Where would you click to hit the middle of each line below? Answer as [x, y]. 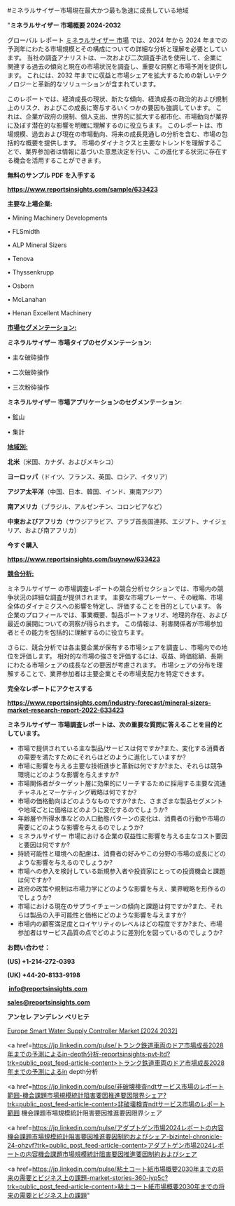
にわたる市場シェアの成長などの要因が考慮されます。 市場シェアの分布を [112, 665]
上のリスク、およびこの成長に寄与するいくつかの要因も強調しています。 [111, 108]
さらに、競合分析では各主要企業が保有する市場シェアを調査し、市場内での [114, 647]
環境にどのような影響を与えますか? [68, 775]
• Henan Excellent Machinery [50, 313]
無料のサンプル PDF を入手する [51, 175]
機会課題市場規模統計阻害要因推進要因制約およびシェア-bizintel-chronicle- [115, 1137]
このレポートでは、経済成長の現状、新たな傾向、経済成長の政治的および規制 [117, 99]
